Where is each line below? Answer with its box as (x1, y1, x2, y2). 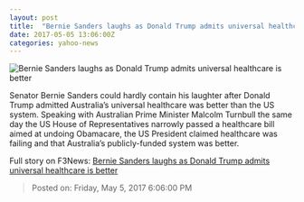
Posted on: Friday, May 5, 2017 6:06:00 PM (31, 182, 193, 194)
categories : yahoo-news (9, 38, 100, 48)
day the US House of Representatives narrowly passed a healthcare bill (9, 119, 275, 130)
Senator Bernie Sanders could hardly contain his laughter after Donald (9, 90, 271, 101)
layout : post (9, 13, 59, 23)
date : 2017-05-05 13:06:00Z (9, 30, 116, 39)
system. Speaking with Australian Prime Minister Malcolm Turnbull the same (9, 109, 292, 120)
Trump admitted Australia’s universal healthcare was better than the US (9, 100, 275, 111)
